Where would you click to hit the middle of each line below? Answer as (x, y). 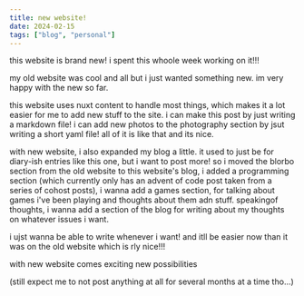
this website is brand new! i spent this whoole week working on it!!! (135, 61)
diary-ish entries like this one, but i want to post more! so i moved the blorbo (152, 162)
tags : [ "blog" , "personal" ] (63, 35)
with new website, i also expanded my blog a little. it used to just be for (142, 152)
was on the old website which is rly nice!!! (88, 247)
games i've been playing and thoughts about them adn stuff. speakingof (144, 200)
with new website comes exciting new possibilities (103, 264)
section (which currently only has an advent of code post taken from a (141, 181)
